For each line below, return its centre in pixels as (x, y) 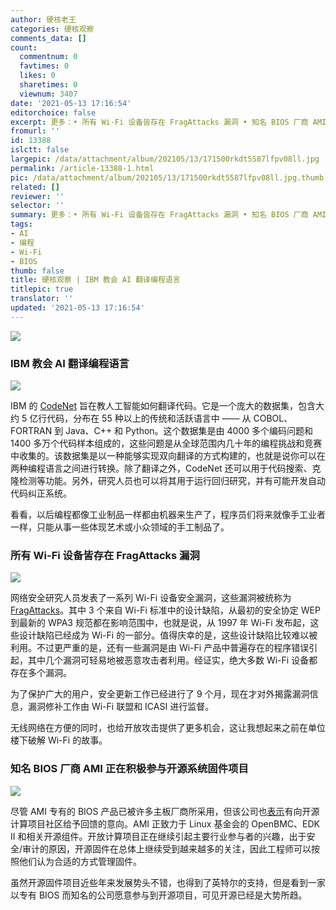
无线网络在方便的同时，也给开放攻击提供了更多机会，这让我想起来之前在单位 (168, 728)
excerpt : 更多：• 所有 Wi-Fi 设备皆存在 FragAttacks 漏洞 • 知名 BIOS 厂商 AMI (168, 122)
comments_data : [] (48, 38)
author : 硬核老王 (43, 19)
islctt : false (40, 150)
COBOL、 (273, 418)
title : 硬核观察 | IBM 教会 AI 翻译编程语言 (95, 280)
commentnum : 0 (48, 57)
